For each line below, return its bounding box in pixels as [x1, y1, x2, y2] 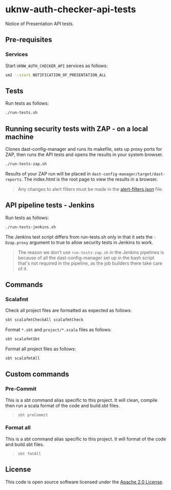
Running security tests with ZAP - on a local [5, 124, 148, 133]
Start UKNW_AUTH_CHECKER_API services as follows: [5, 63, 108, 69]
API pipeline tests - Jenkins [5, 201, 95, 210]
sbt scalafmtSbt [5, 337, 40, 342]
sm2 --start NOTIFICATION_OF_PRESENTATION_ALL [5, 72, 106, 77]
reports [5, 177, 22, 182]
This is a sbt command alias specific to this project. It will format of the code [5, 436, 166, 442]
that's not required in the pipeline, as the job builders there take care [17, 260, 163, 266]
